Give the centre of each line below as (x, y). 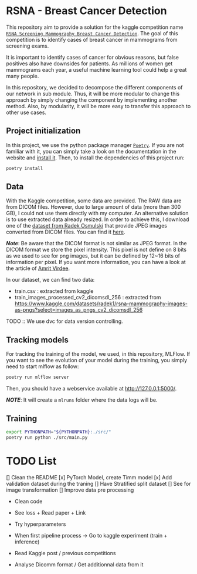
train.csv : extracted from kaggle (54, 291)
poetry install (25, 168)
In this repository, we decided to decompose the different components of (94, 87)
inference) (27, 542)
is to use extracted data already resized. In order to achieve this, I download (98, 219)
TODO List (31, 461)
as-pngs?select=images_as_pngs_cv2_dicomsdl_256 (79, 310)
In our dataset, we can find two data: (50, 280)
